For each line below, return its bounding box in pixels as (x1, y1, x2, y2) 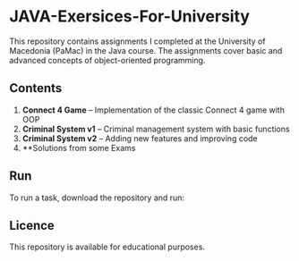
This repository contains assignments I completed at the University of (9, 36, 266, 46)
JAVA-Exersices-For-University (9, 6, 251, 27)
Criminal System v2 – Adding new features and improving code (21, 132, 258, 144)
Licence (9, 217, 56, 233)
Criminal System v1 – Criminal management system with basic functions (21, 123, 290, 134)
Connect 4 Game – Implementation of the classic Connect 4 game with (21, 105, 285, 115)
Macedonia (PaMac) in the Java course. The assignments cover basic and (9, 45, 283, 55)
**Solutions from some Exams (21, 142, 136, 153)
